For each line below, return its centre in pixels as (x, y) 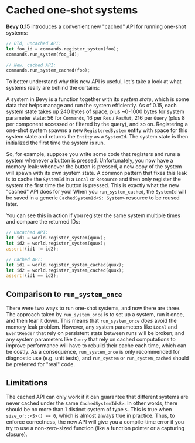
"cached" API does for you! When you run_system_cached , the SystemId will (96, 192)
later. (12, 204)
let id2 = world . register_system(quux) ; (56, 244)
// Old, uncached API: (34, 43)
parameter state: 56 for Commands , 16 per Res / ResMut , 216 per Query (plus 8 (96, 118)
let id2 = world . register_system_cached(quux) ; (65, 270)
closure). (17, 434)
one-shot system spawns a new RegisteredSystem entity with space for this (97, 130)
